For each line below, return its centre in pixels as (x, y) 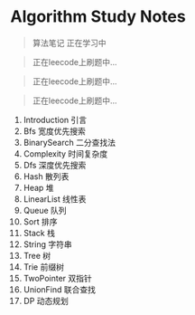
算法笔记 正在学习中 (69, 43)
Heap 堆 (38, 187)
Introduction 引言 (55, 119)
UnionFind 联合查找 (59, 289)
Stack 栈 (39, 233)
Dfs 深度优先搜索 (55, 165)
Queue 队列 (45, 210)
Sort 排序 (40, 221)
